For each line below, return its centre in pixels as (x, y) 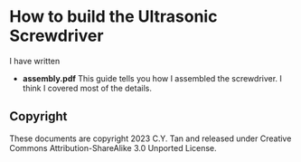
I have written (35, 61)
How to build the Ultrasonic (113, 17)
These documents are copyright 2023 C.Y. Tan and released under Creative (150, 138)
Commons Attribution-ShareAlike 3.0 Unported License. (113, 148)
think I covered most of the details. (87, 88)
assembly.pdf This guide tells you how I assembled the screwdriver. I (152, 78)
